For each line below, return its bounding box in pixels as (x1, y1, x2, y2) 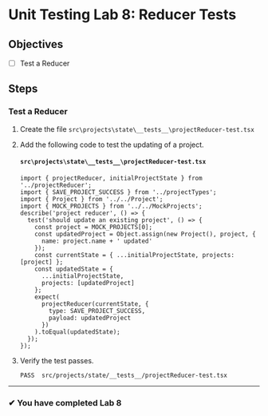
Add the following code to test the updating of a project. (19, 140, 205, 149)
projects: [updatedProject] (41, 279, 135, 287)
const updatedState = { (34, 265, 113, 273)
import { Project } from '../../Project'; (19, 195, 164, 203)
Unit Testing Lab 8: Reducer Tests (8, 6, 237, 24)
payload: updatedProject (49, 314, 132, 322)
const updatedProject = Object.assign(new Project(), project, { (34, 230, 257, 238)
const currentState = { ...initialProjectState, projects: (34, 251, 235, 259)
